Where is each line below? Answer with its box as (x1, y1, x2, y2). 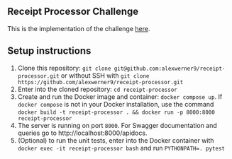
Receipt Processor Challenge (7, 6, 139, 18)
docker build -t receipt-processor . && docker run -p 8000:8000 (17, 109, 215, 116)
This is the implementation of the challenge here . (7, 24, 150, 33)
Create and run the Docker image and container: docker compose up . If (17, 92, 223, 101)
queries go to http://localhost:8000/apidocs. (17, 129, 148, 137)
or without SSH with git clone (60, 71, 150, 80)
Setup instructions (7, 45, 92, 57)
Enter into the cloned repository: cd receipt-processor (17, 85, 177, 93)
